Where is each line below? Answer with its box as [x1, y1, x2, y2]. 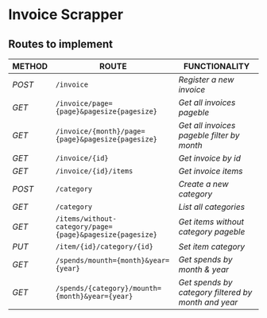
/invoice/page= [55, 99, 113, 108]
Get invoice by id [178, 153, 241, 164]
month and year [178, 297, 238, 308]
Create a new [178, 179, 229, 189]
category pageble [178, 227, 246, 237]
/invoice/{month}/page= [55, 127, 145, 136]
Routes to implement [8, 37, 114, 51]
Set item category [178, 241, 246, 252]
